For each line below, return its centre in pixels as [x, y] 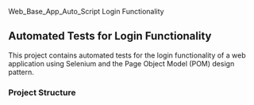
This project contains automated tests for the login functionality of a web [127, 55]
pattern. [21, 72]
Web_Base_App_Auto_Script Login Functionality [86, 11]
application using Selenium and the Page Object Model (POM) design [121, 63]
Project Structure [42, 92]
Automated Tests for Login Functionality [110, 36]
